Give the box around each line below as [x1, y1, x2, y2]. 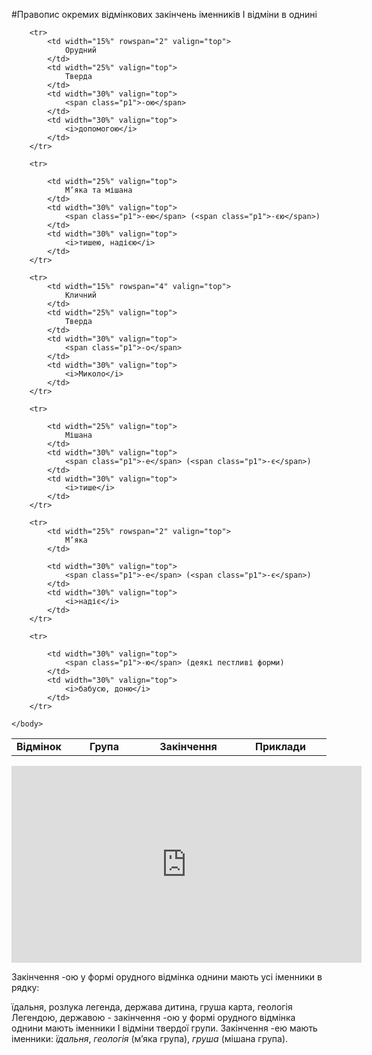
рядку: [11, 982, 40, 993]
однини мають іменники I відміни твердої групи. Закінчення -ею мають [11, 1022, 318, 1034]
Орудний [64, 45, 98, 55]
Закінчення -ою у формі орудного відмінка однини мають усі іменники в [11, 971, 323, 983]
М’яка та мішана [64, 185, 133, 195]
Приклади [255, 740, 306, 753]
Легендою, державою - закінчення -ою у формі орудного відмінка [11, 1012, 296, 1023]
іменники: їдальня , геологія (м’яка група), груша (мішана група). [11, 1033, 289, 1044]
